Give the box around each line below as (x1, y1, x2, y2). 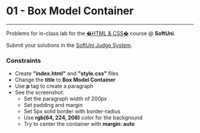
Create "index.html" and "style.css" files (14, 70, 119, 77)
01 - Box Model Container (6, 4, 134, 18)
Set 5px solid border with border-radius (23, 108, 121, 115)
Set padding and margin (23, 102, 83, 109)
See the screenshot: (14, 89, 64, 96)
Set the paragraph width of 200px (23, 95, 107, 102)
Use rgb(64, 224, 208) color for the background (23, 114, 143, 121)
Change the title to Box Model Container (14, 76, 116, 84)
